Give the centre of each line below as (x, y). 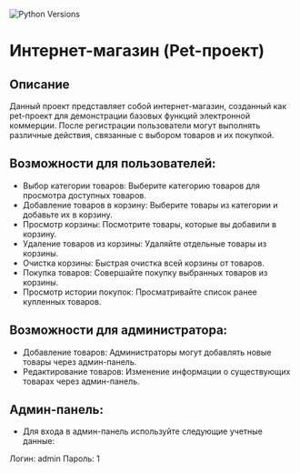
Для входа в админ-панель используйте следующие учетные (143, 431)
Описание (40, 84)
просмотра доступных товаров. (85, 195)
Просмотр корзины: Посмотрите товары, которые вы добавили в (150, 224)
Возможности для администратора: (119, 331)
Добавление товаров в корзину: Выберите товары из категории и (150, 205)
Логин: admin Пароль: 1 (55, 458)
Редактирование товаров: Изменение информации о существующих (156, 371)
